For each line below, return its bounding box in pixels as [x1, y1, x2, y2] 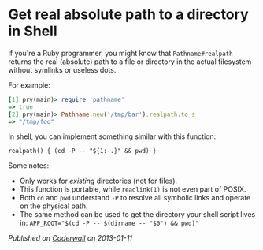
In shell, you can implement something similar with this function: [8, 132, 217, 141]
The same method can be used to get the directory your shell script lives [19, 210, 256, 219]
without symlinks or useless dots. [8, 65, 117, 74]
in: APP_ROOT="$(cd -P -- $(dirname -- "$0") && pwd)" [19, 218, 199, 228]
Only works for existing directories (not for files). [19, 176, 178, 186]
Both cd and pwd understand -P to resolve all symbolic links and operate [19, 193, 251, 203]
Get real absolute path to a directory [8, 6, 249, 24]
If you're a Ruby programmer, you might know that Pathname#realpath [8, 48, 234, 58]
